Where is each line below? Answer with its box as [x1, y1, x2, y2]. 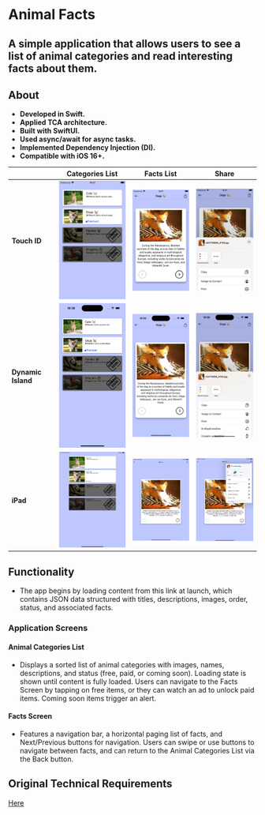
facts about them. [8, 62, 98, 75]
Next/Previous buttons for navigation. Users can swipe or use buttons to [19, 737, 255, 747]
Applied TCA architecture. [19, 118, 108, 127]
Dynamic [11, 367, 42, 377]
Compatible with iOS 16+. [19, 152, 105, 161]
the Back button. [19, 754, 73, 764]
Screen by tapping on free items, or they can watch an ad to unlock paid [19, 685, 255, 694]
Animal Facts [8, 6, 96, 24]
